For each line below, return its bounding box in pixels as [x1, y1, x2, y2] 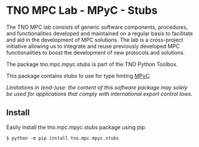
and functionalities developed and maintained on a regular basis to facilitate [6, 29, 194, 37]
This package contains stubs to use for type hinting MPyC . [6, 72, 151, 79]
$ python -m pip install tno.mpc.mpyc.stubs [6, 135, 119, 141]
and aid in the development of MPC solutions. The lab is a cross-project [6, 36, 183, 43]
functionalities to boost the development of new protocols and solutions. [6, 49, 185, 56]
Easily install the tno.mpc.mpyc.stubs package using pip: [6, 124, 147, 131]
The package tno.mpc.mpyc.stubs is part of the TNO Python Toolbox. [6, 61, 178, 68]
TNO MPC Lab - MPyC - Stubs [6, 4, 158, 17]
